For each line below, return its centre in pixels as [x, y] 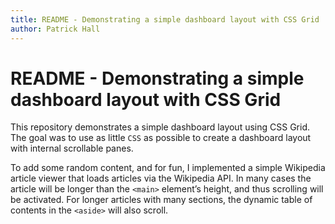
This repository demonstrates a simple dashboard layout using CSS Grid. [160, 127]
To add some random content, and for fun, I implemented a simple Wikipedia [168, 168]
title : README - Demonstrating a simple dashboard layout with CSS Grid [165, 19]
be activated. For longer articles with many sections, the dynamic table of [161, 200]
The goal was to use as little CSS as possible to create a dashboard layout [161, 138]
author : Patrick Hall [55, 29]
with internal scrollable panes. [72, 148]
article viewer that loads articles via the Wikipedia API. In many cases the [161, 178]
